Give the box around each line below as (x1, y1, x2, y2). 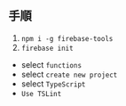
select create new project (20, 69, 118, 79)
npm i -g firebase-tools (20, 34, 114, 43)
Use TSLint (20, 89, 62, 98)
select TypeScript (20, 78, 86, 89)
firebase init (20, 44, 74, 53)
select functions (20, 59, 82, 69)
